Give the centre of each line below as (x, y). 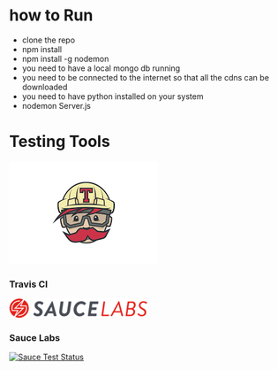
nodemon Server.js (56, 105)
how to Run (51, 15)
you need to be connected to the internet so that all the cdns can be (145, 77)
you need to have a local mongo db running (101, 68)
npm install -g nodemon (65, 58)
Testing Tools (60, 142)
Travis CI (29, 284)
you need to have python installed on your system (113, 96)
